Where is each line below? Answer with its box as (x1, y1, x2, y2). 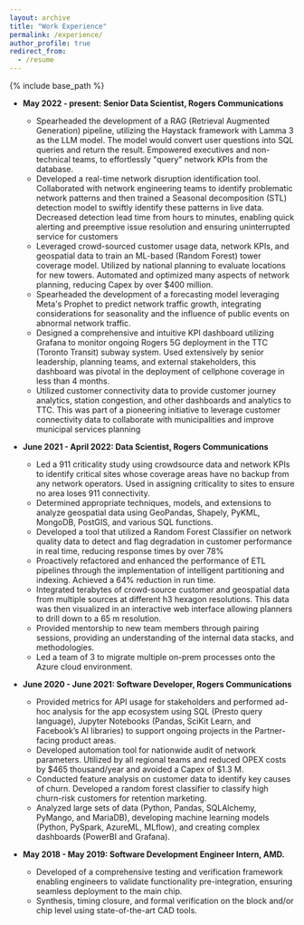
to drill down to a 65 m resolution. (35, 613, 161, 624)
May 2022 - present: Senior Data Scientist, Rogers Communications (22, 98, 284, 109)
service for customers (35, 231, 119, 241)
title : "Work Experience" (9, 22, 107, 31)
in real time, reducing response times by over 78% (35, 546, 224, 556)
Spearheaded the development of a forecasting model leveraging (35, 289, 280, 299)
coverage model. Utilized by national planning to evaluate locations (35, 260, 287, 270)
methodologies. (35, 642, 95, 653)
